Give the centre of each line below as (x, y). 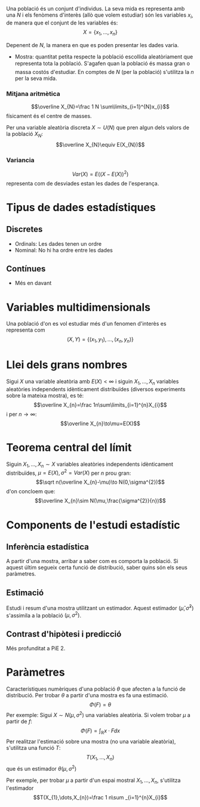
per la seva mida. (36, 78)
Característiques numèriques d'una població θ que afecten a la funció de (96, 689)
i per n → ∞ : (21, 414)
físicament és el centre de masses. (49, 116)
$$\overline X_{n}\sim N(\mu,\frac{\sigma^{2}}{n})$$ (100, 501)
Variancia (20, 160)
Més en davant (33, 283)
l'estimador (20, 788)
